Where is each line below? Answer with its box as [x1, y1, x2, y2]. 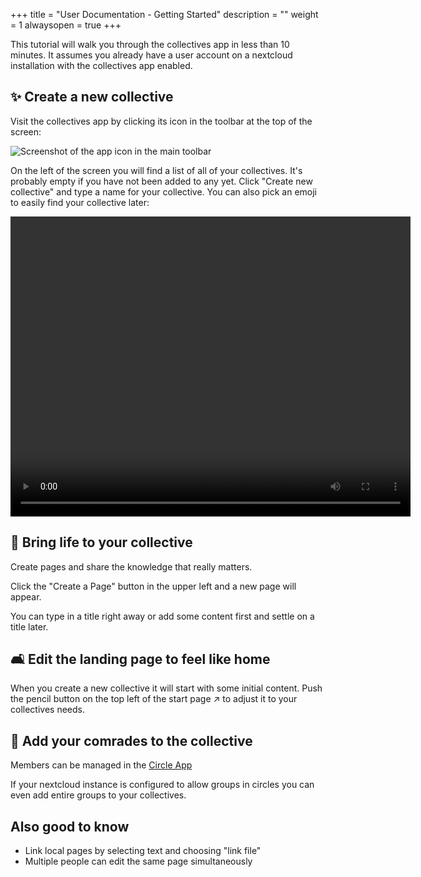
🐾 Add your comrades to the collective [10, 732, 253, 749]
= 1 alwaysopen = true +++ [10, 19, 122, 31]
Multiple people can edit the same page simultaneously [24, 855, 253, 868]
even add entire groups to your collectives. [10, 789, 187, 801]
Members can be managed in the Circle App [10, 759, 193, 771]
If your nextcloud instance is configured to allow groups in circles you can [10, 779, 315, 791]
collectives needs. [10, 704, 85, 716]
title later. [10, 620, 49, 633]
